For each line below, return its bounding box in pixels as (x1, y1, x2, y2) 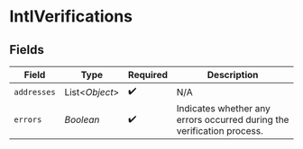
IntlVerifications (9, 6, 133, 27)
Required (127, 69, 169, 81)
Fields (9, 42, 45, 57)
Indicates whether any (176, 102, 271, 114)
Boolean (64, 114, 100, 126)
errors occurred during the (176, 114, 289, 126)
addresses (14, 87, 56, 97)
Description (207, 69, 259, 81)
